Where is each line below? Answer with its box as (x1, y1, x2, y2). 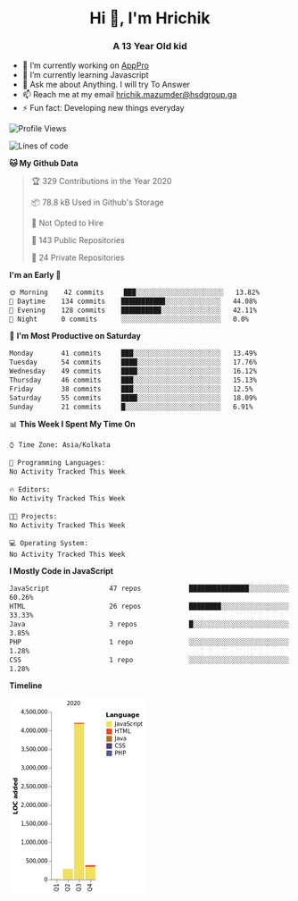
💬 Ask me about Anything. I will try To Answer (21, 80, 190, 90)
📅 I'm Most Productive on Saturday (9, 331, 141, 341)
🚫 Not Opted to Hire (30, 218, 104, 229)
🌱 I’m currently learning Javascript (21, 70, 149, 80)
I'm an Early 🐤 (9, 270, 62, 281)
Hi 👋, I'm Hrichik (89, 8, 211, 29)
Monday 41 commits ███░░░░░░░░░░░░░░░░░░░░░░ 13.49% (9, 349, 257, 358)
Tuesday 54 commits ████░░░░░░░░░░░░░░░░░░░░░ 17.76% (9, 358, 257, 367)
